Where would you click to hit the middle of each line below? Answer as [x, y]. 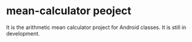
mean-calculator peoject [69, 11]
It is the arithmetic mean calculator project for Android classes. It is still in [96, 27]
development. [23, 33]
